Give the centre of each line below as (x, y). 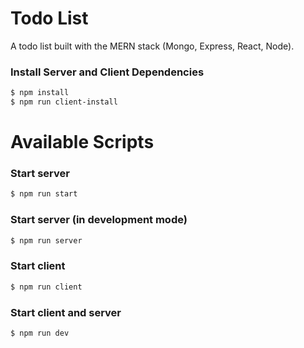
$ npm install (40, 93)
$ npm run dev (40, 333)
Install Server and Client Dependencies (107, 72)
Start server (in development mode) (99, 220)
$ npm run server (46, 240)
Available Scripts (82, 142)
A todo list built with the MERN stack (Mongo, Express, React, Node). (152, 46)
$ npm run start (44, 194)
